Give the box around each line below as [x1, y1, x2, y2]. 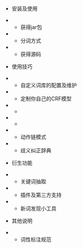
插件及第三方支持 [20, 191, 62, 198]
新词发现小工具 [20, 205, 57, 212]
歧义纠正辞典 [20, 147, 51, 153]
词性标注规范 [20, 236, 51, 243]
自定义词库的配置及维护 [20, 82, 77, 89]
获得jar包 [20, 24, 43, 30]
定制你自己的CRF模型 [20, 95, 72, 102]
